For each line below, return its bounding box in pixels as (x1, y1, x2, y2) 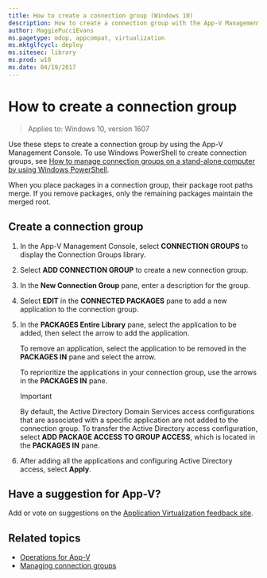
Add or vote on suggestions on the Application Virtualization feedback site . (8, 508, 254, 518)
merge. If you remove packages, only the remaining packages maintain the (8, 188, 253, 198)
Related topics (8, 531, 81, 545)
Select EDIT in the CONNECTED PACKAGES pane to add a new (19, 296, 228, 305)
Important (19, 391, 52, 401)
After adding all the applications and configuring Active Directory (19, 456, 233, 465)
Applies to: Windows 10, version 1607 (27, 124, 150, 134)
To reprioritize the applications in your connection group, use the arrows (19, 367, 257, 377)
